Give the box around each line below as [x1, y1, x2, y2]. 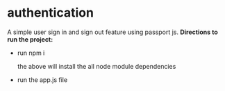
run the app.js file [17, 75, 68, 84]
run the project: [7, 35, 53, 43]
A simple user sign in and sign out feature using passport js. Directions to [7, 28, 218, 36]
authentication [7, 5, 94, 21]
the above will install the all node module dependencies [17, 62, 176, 70]
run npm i [17, 49, 45, 57]
